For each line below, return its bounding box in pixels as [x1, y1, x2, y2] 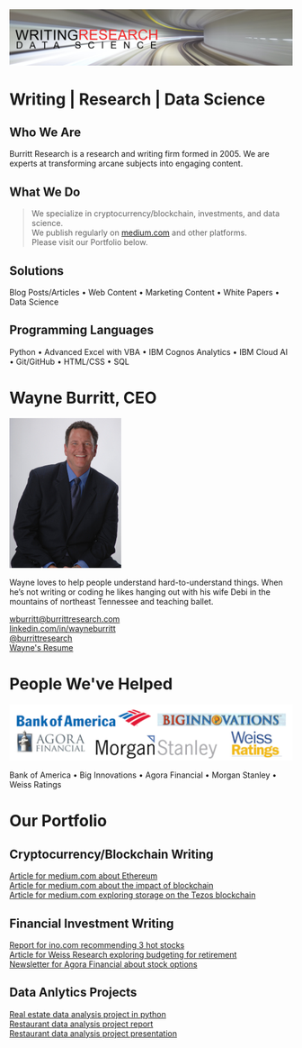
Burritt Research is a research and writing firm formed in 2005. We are [9, 149, 270, 159]
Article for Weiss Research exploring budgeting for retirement [9, 949, 237, 960]
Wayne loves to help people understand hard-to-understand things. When [9, 577, 283, 588]
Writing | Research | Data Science [9, 89, 266, 109]
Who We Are [9, 124, 82, 140]
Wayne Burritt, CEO [9, 387, 157, 408]
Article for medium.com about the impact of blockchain [9, 880, 214, 891]
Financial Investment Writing [9, 916, 174, 931]
